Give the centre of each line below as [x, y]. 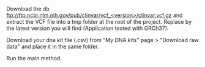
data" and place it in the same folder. [53, 46]
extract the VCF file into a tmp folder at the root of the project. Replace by [99, 22]
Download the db [28, 9]
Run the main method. [34, 58]
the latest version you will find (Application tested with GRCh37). [88, 28]
